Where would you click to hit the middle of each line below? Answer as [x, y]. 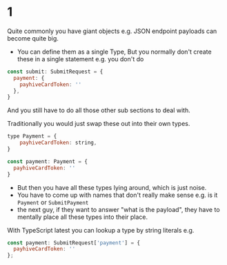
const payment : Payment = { [48, 161]
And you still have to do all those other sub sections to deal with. [99, 110]
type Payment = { [32, 136]
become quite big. [33, 38]
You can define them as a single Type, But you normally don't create [114, 52]
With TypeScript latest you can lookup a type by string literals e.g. [101, 230]
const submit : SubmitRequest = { [55, 72]
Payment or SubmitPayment [53, 202]
